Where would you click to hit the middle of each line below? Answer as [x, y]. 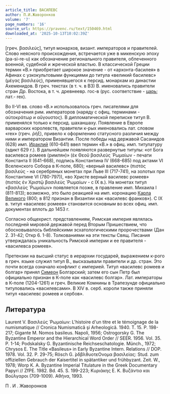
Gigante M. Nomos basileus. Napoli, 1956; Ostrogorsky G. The [79, 332]
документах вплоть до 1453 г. [38, 209]
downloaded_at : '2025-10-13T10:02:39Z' [47, 34]
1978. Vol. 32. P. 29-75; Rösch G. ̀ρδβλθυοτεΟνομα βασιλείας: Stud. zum [82, 354]
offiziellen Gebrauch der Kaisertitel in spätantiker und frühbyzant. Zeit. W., [83, 359]
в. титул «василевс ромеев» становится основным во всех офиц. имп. [82, 204]
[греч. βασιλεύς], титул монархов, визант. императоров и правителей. [82, 48]
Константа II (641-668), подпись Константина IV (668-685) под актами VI [84, 160]
